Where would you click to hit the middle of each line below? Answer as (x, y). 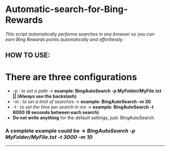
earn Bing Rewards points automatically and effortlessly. (65, 39)
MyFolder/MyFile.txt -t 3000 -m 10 (49, 137)
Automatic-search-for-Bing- (67, 9)
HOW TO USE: (28, 55)
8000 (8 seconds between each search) (56, 113)
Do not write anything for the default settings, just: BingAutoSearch (83, 118)
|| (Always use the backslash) (45, 96)
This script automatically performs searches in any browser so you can (80, 34)
